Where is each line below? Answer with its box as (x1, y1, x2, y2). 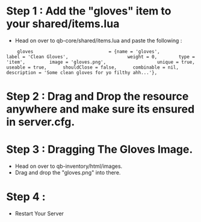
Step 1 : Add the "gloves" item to (6, 4, 172, 18)
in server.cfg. (6, 116, 75, 129)
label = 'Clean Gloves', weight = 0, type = (6, 54, 196, 60)
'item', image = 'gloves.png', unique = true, (6, 59, 196, 65)
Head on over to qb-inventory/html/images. (14, 162, 123, 170)
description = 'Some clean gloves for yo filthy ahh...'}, (6, 69, 158, 76)
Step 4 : (6, 190, 46, 204)
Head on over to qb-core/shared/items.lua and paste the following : (14, 37, 182, 44)
